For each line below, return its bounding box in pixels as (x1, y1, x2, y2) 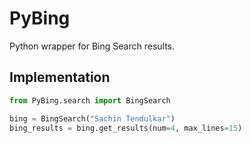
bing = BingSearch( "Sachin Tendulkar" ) (9, 113, 176, 124)
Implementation (9, 69, 111, 86)
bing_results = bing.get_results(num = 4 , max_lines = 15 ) (9, 123, 243, 133)
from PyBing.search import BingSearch (9, 95, 171, 106)
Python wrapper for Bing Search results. (9, 40, 176, 52)
